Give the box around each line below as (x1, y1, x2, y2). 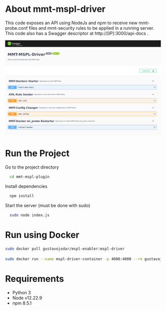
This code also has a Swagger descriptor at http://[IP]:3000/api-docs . (5, 30, 149, 36)
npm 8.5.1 (12, 300, 32, 306)
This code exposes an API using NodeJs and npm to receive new (5, 20, 138, 26)
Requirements (5, 273, 64, 285)
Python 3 (12, 290, 31, 296)
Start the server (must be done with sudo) (5, 202, 90, 208)
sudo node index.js (9, 213, 50, 218)
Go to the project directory (5, 164, 59, 170)
